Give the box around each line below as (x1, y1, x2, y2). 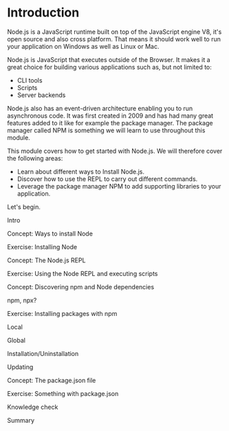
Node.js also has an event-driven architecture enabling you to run (7, 104, 193, 112)
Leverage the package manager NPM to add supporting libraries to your (17, 182, 221, 190)
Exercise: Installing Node (7, 242, 78, 251)
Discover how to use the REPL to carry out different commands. (17, 174, 198, 183)
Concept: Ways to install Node (7, 229, 93, 238)
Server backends (17, 91, 66, 99)
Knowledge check (7, 403, 58, 411)
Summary (7, 416, 35, 424)
